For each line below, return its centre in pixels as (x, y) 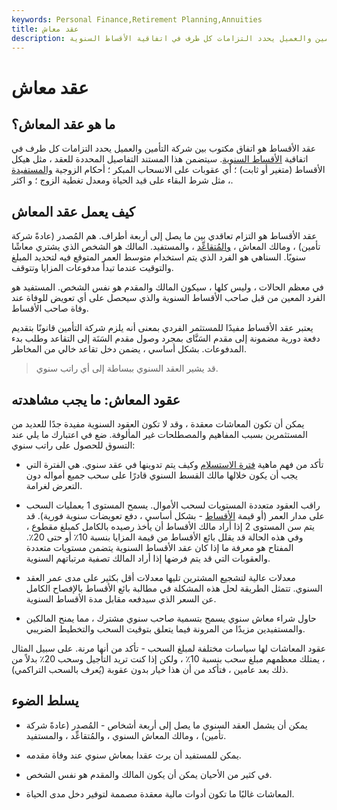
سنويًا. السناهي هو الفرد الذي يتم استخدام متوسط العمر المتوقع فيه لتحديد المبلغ (158, 257)
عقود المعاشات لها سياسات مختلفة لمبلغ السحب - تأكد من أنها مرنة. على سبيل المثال (169, 648)
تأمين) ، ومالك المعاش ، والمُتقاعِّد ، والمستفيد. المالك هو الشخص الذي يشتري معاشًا (166, 247)
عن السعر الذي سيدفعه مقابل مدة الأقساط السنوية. (121, 599)
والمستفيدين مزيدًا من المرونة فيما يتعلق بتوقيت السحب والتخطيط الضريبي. (165, 629)
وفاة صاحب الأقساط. (50, 308)
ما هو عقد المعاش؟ (63, 124)
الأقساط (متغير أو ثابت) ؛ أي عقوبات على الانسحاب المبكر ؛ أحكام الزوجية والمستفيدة (168, 170)
